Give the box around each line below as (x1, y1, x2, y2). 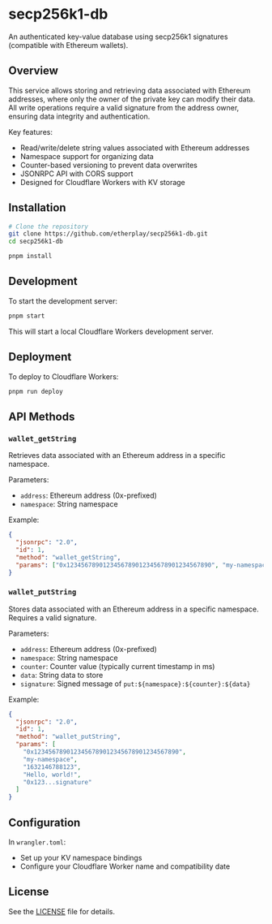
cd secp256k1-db (8, 237, 63, 246)
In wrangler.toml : (8, 837, 66, 847)
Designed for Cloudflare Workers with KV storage (19, 177, 186, 187)
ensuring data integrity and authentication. (8, 111, 151, 121)
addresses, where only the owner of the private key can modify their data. (8, 94, 256, 104)
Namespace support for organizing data (19, 151, 154, 161)
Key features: (8, 127, 53, 136)
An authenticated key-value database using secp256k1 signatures (8, 32, 228, 41)
